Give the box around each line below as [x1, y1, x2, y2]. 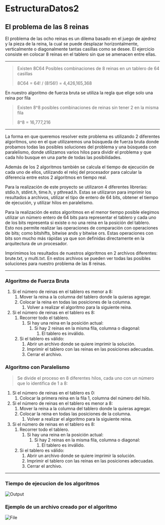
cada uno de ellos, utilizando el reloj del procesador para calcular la [5, 169, 142, 175]
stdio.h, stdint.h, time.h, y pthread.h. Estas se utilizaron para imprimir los [5, 189, 151, 195]
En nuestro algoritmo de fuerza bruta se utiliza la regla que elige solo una [5, 90, 153, 96]
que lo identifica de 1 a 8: [17, 380, 68, 386]
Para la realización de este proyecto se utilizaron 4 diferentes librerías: [5, 184, 148, 190]
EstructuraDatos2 [5, 3, 80, 14]
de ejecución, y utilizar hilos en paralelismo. [5, 200, 94, 205]
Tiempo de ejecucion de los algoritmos [5, 480, 100, 487]
